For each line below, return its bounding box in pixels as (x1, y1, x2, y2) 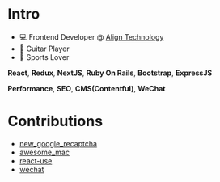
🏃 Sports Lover (19, 52, 70, 61)
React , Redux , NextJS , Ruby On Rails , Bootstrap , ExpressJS (7, 68, 213, 78)
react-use (19, 155, 53, 166)
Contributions (7, 112, 103, 130)
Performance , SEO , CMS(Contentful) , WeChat (7, 83, 166, 93)
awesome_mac (19, 147, 70, 157)
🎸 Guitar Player (19, 44, 70, 53)
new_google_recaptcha (19, 138, 98, 148)
